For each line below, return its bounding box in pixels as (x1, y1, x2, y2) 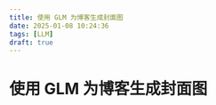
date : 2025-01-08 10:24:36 (9, 21, 109, 30)
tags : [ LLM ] (9, 29, 53, 38)
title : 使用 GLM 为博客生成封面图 (9, 12, 124, 22)
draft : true (9, 37, 53, 47)
